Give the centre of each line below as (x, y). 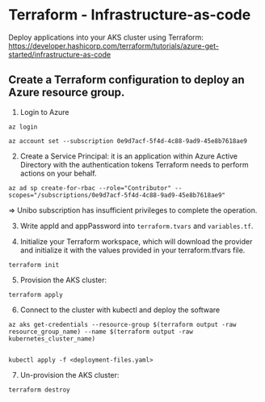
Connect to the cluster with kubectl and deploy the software (120, 310)
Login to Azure (44, 112)
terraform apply (36, 294)
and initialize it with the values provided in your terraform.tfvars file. (132, 250)
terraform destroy (39, 390)
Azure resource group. (67, 93)
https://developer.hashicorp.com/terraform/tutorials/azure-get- (114, 45)
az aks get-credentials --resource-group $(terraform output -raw (122, 324)
